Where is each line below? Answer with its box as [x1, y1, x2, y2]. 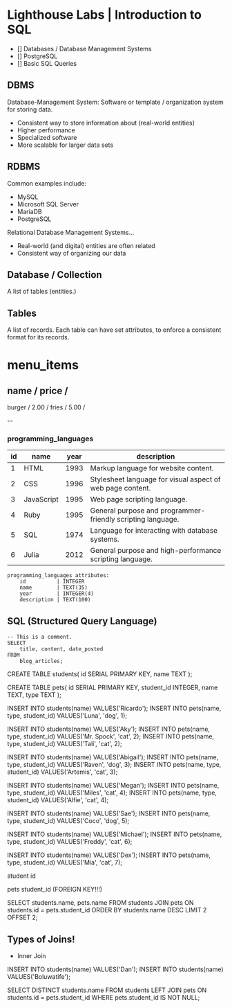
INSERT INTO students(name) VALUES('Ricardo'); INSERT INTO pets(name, [7, 704, 222, 713]
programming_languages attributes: [7, 572, 110, 579]
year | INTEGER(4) [19, 590, 95, 597]
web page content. [90, 484, 151, 493]
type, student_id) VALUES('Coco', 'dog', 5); [7, 817, 130, 825]
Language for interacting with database [90, 526, 218, 536]
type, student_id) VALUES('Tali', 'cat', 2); [7, 740, 122, 748]
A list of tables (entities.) [7, 288, 77, 296]
